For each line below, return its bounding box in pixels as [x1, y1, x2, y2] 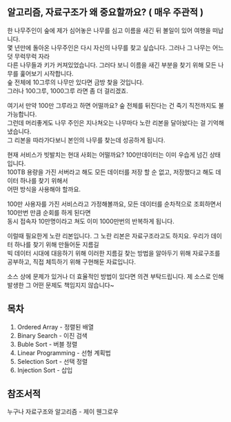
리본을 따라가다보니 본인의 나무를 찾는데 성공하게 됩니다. [14, 135, 165, 144]
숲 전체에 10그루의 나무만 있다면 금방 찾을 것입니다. [7, 78, 144, 86]
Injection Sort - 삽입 [17, 365, 73, 374]
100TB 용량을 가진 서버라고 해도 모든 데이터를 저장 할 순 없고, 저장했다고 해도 [7, 168, 214, 176]
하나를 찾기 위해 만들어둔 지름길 [14, 240, 99, 249]
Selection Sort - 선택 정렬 [17, 357, 88, 365]
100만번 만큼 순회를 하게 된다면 [7, 208, 91, 216]
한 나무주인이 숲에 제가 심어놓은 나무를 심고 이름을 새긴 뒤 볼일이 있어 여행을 [7, 26, 212, 35]
